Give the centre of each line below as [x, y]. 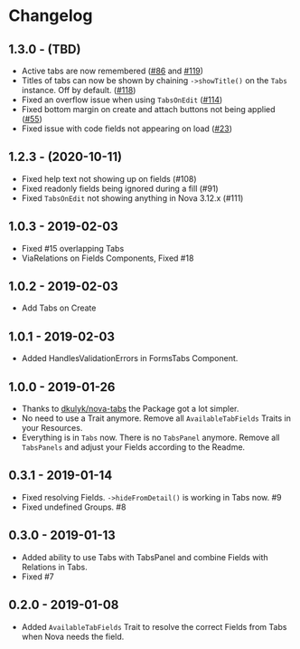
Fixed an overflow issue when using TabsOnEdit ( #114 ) [122, 100]
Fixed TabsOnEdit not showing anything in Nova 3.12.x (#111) [132, 198]
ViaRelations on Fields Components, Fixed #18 [108, 258]
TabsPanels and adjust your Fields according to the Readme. [133, 447]
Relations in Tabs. [54, 567]
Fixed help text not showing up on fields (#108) [109, 178]
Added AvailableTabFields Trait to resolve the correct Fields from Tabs [154, 626]
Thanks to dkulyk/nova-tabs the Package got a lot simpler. [130, 409]
